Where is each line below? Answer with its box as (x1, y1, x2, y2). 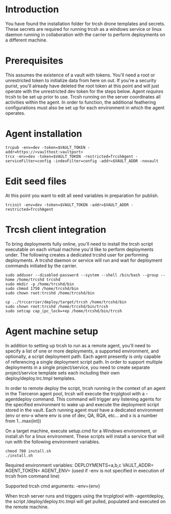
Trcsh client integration (5, 224, 106, 235)
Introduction (5, 4, 59, 15)
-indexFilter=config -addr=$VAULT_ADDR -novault (53, 158, 159, 164)
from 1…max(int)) (5, 418, 41, 424)
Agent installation (5, 128, 83, 140)
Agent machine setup (5, 325, 99, 337)
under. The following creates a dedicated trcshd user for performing (5, 251, 149, 258)
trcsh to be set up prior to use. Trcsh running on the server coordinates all (5, 93, 161, 100)
